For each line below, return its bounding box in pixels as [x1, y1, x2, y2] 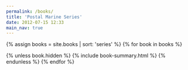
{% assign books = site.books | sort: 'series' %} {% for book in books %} [6, 41, 183, 48]
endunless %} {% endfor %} [6, 58, 75, 65]
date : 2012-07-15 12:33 [6, 19, 64, 25]
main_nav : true [6, 24, 43, 31]
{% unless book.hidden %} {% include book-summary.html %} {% [6, 52, 166, 59]
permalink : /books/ [6, 8, 54, 15]
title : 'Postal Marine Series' [6, 14, 83, 20]
